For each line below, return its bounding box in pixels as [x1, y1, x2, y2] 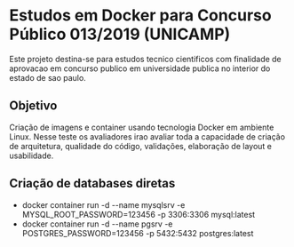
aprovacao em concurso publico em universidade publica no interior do [9, 63, 271, 74]
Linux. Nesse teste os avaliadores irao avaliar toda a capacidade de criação [9, 131, 286, 142]
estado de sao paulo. [9, 72, 86, 83]
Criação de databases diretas [9, 176, 176, 191]
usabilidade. [9, 150, 54, 161]
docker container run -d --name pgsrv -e [21, 219, 173, 229]
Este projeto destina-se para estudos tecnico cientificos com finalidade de [9, 53, 282, 64]
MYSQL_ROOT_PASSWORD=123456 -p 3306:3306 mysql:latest [21, 209, 256, 219]
